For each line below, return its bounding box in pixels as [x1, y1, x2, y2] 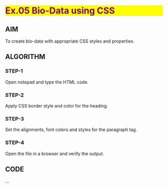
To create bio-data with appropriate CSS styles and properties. [5, 38, 135, 44]
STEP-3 [5, 115, 24, 122]
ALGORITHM [5, 52, 45, 61]
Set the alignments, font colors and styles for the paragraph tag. [5, 126, 137, 132]
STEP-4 [5, 139, 24, 146]
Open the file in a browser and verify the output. [5, 150, 104, 156]
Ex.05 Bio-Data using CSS [5, 5, 115, 16]
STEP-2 [5, 91, 24, 98]
